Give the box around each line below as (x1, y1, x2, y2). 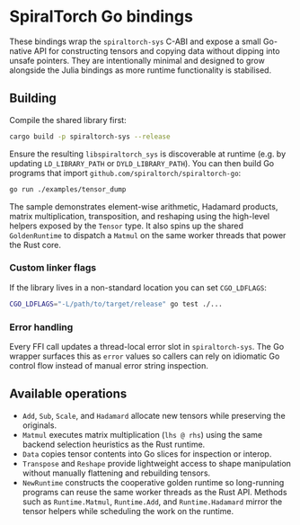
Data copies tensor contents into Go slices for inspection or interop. (22, 448, 272, 459)
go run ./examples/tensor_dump (9, 184, 127, 194)
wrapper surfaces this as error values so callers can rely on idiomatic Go (9, 351, 280, 361)
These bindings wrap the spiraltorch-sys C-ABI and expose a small (9, 36, 262, 47)
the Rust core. (9, 239, 61, 250)
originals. (22, 420, 57, 431)
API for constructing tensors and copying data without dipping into (33, 45, 280, 56)
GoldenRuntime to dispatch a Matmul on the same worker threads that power (9, 229, 287, 240)
